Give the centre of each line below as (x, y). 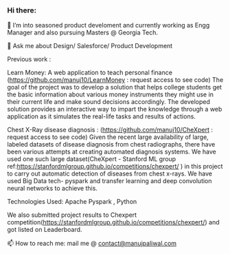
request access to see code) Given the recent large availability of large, (108, 137)
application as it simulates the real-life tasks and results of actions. (101, 116)
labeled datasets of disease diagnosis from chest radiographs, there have (111, 145)
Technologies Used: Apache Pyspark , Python (72, 202)
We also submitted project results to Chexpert (72, 215)
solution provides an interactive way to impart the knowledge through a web (115, 109)
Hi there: (22, 10)
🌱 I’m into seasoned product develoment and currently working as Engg (108, 25)
